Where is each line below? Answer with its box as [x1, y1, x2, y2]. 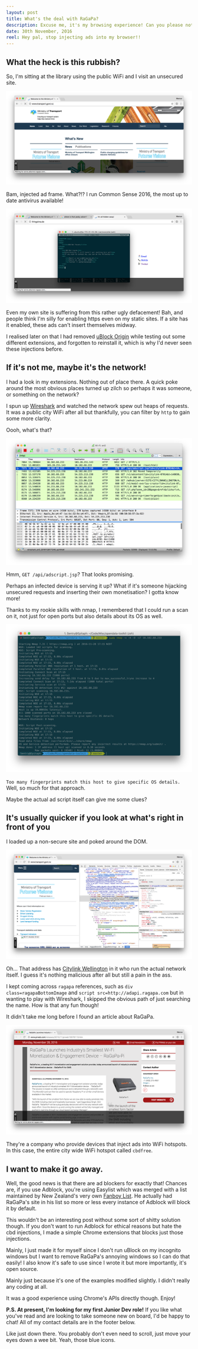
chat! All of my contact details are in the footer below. [6, 1319, 136, 1326]
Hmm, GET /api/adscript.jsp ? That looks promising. [6, 570, 134, 578]
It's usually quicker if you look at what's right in [6, 813, 184, 823]
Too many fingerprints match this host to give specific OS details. [6, 779, 181, 785]
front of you [6, 822, 51, 832]
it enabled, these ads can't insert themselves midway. [6, 321, 137, 328]
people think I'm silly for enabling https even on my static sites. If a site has [6, 315, 189, 322]
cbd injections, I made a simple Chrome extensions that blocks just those [6, 1229, 184, 1236]
